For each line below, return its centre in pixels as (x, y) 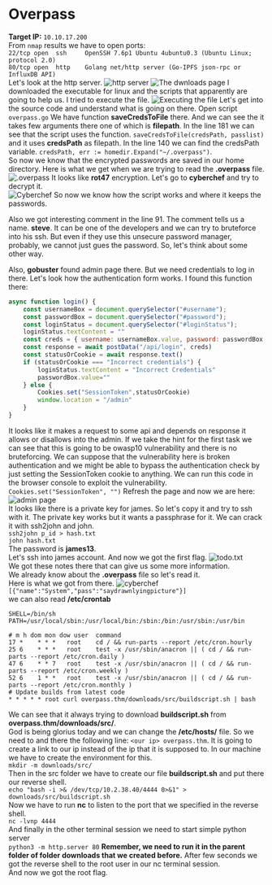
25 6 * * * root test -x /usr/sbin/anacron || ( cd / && (121, 649)
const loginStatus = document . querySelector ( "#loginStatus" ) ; (130, 325)
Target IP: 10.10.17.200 (48, 37)
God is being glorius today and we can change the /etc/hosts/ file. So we (131, 731)
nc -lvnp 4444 (32, 821)
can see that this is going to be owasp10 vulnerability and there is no (123, 447)
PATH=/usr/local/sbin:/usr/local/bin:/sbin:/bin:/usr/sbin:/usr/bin (127, 621)
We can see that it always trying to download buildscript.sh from (117, 714)
